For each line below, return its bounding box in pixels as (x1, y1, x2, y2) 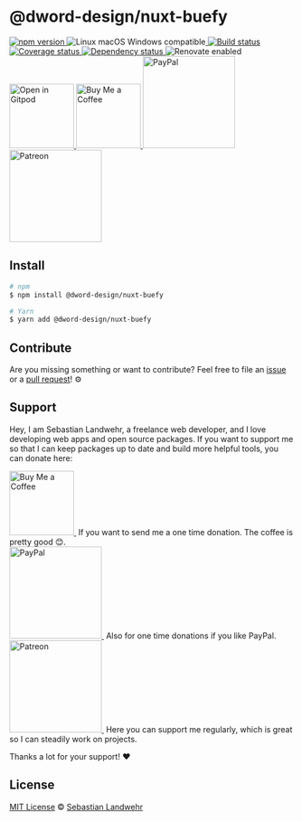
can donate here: (9, 452, 73, 463)
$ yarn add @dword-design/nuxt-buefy (9, 315, 152, 325)
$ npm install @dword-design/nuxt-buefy (9, 290, 165, 299)
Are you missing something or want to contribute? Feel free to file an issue (9, 364, 287, 375)
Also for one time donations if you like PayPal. (105, 630, 277, 641)
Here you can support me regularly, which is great (105, 723, 293, 734)
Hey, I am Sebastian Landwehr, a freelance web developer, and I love (9, 423, 267, 435)
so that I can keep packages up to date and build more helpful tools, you (9, 443, 278, 454)
